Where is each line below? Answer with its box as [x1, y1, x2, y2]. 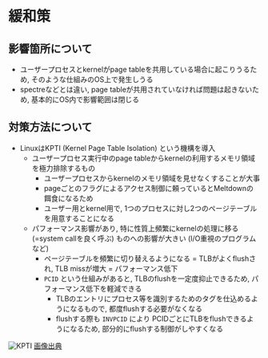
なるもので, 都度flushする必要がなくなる [70, 303, 202, 313]
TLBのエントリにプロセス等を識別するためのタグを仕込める [55, 294, 252, 303]
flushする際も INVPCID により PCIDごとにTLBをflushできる [55, 314, 247, 323]
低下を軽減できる [86, 283, 142, 293]
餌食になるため [43, 193, 94, 203]
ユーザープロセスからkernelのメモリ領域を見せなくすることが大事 [43, 173, 261, 183]
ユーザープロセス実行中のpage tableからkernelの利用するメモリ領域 [31, 153, 256, 163]
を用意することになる [43, 214, 114, 223]
